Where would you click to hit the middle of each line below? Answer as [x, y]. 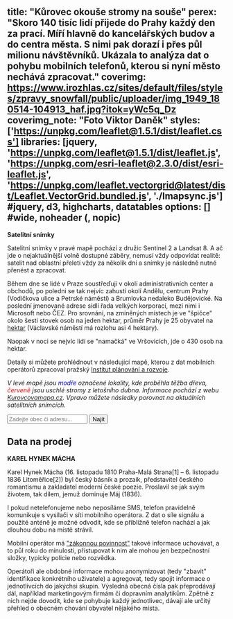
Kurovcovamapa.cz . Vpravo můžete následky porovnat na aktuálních [106, 397]
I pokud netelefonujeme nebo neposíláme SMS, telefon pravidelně [101, 507]
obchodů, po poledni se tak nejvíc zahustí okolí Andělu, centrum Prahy [108, 290]
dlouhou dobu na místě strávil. [50, 530]
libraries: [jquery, [59, 142]
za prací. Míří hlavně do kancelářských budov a [111, 34]
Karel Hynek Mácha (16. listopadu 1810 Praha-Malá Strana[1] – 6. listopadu [113, 472]
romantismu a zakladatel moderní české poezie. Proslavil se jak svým [106, 487]
